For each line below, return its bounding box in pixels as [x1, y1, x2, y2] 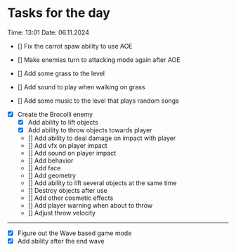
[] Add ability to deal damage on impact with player [27, 134, 176, 142]
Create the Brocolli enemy [17, 110, 93, 118]
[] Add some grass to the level [17, 69, 105, 77]
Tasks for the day [7, 5, 111, 21]
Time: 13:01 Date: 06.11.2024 [7, 28, 90, 37]
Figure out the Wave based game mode [17, 229, 132, 237]
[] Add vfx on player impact [27, 141, 107, 150]
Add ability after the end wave [17, 237, 105, 246]
